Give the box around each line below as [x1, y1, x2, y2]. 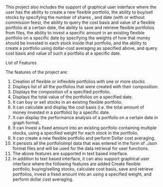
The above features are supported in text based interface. [12, 151, 129, 156]
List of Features [5, 60, 37, 65]
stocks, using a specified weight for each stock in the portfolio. [12, 130, 139, 136]
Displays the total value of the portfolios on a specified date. [12, 94, 133, 100]
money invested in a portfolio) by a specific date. [12, 109, 111, 115]
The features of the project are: [5, 69, 68, 75]
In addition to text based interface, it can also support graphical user [12, 156, 150, 161]
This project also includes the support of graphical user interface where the [5, 4, 157, 10]
